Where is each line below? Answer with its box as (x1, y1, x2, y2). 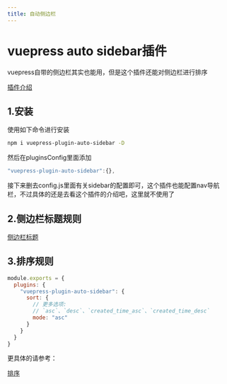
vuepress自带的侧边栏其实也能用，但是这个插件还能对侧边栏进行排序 (7, 68, 208, 76)
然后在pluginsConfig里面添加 (7, 153, 92, 162)
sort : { (25, 294, 50, 301)
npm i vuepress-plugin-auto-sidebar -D (7, 139, 125, 147)
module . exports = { (7, 274, 65, 281)
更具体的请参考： (7, 354, 57, 363)
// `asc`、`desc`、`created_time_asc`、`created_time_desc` (33, 308, 211, 315)
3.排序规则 (7, 255, 54, 267)
